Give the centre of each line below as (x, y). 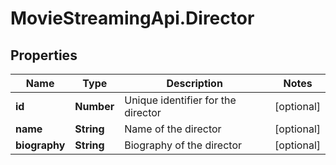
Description (194, 83)
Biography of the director (183, 145)
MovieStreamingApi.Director (132, 18)
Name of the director (173, 129)
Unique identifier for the (180, 100)
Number (94, 106)
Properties (44, 55)
